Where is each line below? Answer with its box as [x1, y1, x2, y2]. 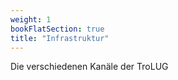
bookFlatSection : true [10, 24, 105, 34]
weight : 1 [10, 14, 52, 25]
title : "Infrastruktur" [10, 33, 110, 43]
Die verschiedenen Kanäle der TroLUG [10, 61, 169, 73]
